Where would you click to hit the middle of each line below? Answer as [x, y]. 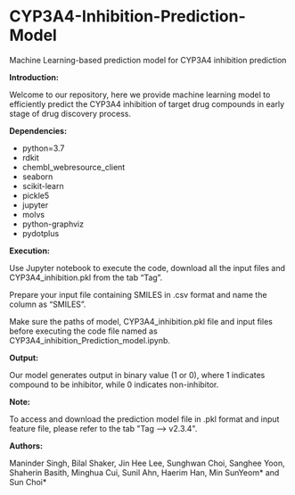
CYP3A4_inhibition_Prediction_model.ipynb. [90, 340]
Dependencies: [38, 130]
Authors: [26, 445]
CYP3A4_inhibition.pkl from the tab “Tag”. [86, 277]
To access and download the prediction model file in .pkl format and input [144, 419]
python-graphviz [53, 224]
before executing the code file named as [83, 331]
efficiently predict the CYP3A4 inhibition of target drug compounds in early [147, 103]
